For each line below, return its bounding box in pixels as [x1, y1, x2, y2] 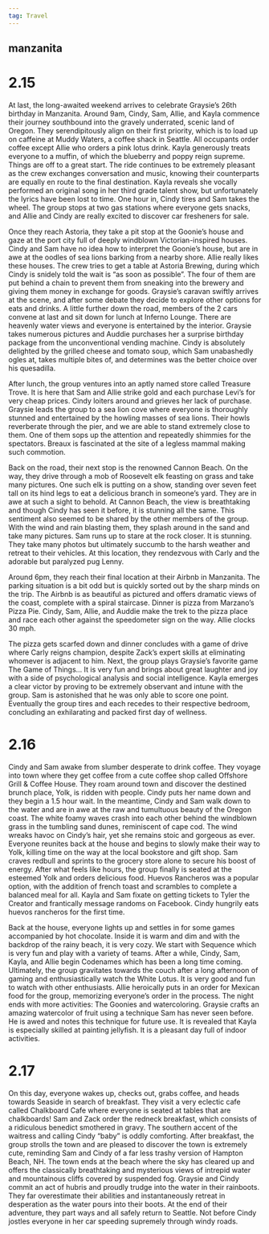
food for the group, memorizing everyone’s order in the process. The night [8, 991, 255, 1000]
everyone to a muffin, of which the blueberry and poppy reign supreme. [8, 151, 246, 161]
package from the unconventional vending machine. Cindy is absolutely [8, 337, 246, 347]
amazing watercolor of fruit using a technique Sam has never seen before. [8, 1007, 255, 1017]
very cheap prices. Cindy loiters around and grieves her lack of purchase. [8, 395, 252, 406]
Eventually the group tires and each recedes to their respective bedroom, [8, 698, 251, 708]
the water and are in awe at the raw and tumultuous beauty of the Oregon [8, 804, 252, 814]
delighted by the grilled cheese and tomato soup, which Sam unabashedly [8, 346, 254, 356]
